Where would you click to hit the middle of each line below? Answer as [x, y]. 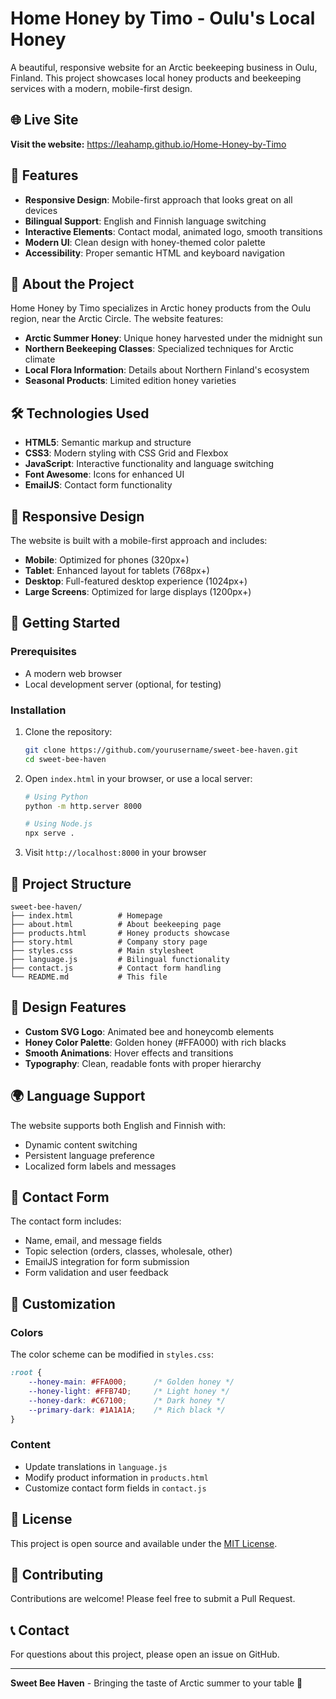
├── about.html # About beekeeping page [116, 925]
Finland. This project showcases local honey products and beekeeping [156, 78]
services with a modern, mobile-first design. [101, 88]
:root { [26, 1373]
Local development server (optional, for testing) [123, 684]
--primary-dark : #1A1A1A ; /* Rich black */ [127, 1410]
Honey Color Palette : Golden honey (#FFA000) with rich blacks [155, 1042]
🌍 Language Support [78, 1096]
